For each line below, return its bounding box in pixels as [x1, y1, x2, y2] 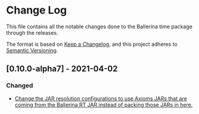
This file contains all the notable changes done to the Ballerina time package [6, 23, 192, 30]
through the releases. [6, 29, 59, 36]
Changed [6, 82, 34, 90]
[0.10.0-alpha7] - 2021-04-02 [6, 64, 118, 74]
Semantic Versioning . [6, 46, 58, 53]
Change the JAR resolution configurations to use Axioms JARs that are [14, 95, 188, 102]
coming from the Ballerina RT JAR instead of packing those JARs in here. [14, 101, 193, 108]
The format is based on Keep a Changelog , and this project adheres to [6, 41, 178, 48]
